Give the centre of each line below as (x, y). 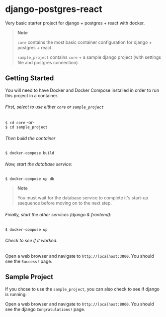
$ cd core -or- (20, 122)
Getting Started (30, 78)
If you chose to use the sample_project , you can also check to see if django (83, 289)
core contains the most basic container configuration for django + (85, 42)
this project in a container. (32, 95)
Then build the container (30, 138)
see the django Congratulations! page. (45, 309)
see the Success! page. (29, 261)
